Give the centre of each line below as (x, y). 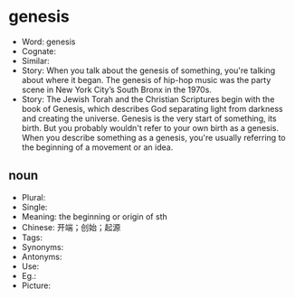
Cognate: (38, 51)
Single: (34, 207)
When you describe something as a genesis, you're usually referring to (153, 137)
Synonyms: (43, 247)
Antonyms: (42, 256)
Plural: (33, 197)
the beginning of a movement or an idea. (97, 147)
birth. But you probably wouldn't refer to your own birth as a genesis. (150, 127)
